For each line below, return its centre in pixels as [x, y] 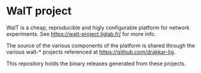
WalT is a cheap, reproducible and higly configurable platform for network [98, 28]
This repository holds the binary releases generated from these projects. [96, 63]
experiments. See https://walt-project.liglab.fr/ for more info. [81, 34]
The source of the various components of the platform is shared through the [101, 45]
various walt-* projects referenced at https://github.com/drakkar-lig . [91, 51]
